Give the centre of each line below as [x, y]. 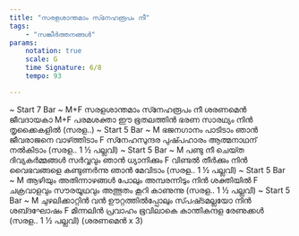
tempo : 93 [44, 76]
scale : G [42, 59]
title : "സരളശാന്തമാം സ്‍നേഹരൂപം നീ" [80, 17]
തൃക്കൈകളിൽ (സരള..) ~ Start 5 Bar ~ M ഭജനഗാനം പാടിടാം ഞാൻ [133, 129]
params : [24, 43]
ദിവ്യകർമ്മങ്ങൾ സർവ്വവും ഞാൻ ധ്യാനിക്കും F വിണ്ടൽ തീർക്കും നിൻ [128, 160]
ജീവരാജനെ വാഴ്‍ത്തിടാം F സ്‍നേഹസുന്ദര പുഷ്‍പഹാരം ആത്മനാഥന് [133, 139]
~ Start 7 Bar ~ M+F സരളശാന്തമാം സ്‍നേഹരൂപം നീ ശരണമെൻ [128, 109]
